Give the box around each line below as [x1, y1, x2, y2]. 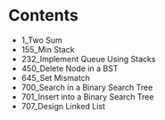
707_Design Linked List [21, 100, 106, 111]
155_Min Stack [21, 44, 75, 54]
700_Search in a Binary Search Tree [21, 82, 153, 92]
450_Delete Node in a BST [21, 63, 119, 74]
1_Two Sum [21, 35, 63, 45]
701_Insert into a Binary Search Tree [21, 91, 154, 102]
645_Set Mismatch [21, 72, 91, 83]
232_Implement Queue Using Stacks [21, 53, 156, 64]
